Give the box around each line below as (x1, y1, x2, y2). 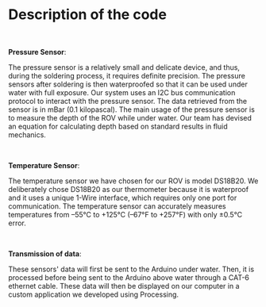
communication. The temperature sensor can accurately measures (8, 201, 226, 211)
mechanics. (8, 129, 46, 140)
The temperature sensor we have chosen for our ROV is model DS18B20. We (8, 176, 259, 186)
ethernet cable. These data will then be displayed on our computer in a (8, 281, 240, 290)
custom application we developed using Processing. (8, 290, 179, 299)
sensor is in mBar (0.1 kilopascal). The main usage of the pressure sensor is (8, 105, 256, 114)
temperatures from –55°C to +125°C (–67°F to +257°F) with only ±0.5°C (8, 209, 243, 219)
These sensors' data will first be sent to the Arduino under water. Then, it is (8, 264, 255, 274)
